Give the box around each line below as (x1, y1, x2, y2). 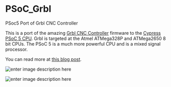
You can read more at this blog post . (5, 56, 82, 62)
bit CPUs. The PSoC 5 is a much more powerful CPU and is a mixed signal (5, 40, 161, 47)
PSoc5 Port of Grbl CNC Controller (5, 20, 78, 26)
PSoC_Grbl (5, 3, 52, 15)
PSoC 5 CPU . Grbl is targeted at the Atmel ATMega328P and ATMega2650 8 (5, 35, 166, 41)
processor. (5, 46, 28, 52)
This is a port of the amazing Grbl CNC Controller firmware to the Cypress (5, 30, 161, 36)
